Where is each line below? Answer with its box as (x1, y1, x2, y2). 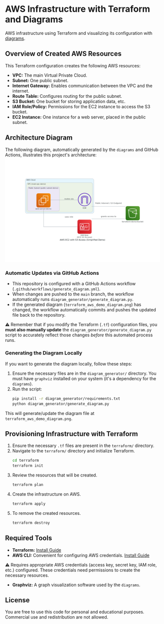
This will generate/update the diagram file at (5, 410, 95, 416)
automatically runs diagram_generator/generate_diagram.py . (12, 297, 134, 302)
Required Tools (5, 534, 53, 542)
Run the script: (12, 386, 42, 392)
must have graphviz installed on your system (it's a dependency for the (12, 375, 156, 382)
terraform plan (12, 482, 44, 487)
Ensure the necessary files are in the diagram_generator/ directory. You (12, 370, 157, 376)
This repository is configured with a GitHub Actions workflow (12, 281, 136, 287)
